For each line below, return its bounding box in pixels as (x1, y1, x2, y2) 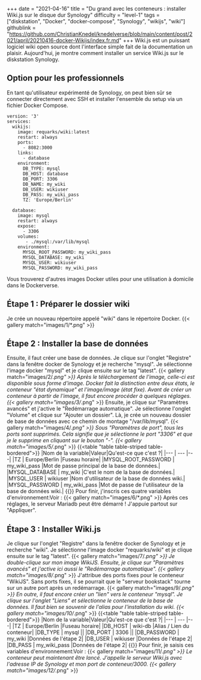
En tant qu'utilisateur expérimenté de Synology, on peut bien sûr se (7, 89, 172, 96)
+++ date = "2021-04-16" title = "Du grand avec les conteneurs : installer (7, 5, 187, 12)
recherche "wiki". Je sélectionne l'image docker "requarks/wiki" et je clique (7, 546, 193, 553)
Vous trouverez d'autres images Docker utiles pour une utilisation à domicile (7, 275, 194, 283)
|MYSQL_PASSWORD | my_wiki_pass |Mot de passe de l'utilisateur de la (7, 481, 184, 489)
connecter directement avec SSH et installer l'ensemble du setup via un (7, 95, 183, 102)
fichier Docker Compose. (7, 102, 69, 109)
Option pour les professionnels (7, 73, 125, 83)
